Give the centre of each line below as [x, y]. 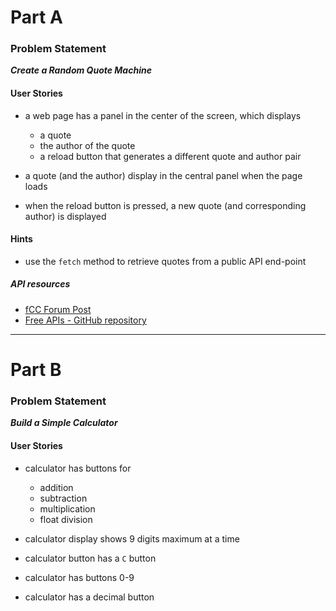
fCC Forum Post [58, 309]
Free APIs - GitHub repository [85, 320]
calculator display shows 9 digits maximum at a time [132, 538]
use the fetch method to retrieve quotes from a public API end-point [165, 261]
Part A [36, 17]
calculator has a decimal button [89, 597]
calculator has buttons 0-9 [79, 577]
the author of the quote [87, 145]
